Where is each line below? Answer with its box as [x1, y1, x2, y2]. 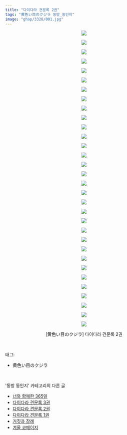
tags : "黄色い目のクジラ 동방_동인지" [5, 12, 75, 17]
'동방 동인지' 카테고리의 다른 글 [5, 382, 65, 388]
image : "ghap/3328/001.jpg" [5, 17, 64, 22]
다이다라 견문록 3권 [12, 399, 50, 405]
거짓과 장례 [12, 418, 34, 424]
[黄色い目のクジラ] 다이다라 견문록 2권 [45, 331, 122, 337]
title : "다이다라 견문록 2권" [5, 7, 60, 13]
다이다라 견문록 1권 [12, 412, 49, 418]
